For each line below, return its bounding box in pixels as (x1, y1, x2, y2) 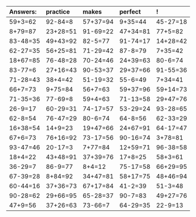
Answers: (9, 8, 37, 15)
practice (46, 8, 70, 15)
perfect (119, 8, 141, 15)
